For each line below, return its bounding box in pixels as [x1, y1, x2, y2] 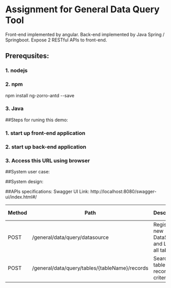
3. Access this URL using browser [5, 157, 90, 164]
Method [8, 209, 27, 216]
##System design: [5, 178, 44, 185]
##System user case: [5, 168, 50, 174]
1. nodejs [5, 67, 28, 74]
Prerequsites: [5, 52, 49, 60]
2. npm [5, 81, 23, 88]
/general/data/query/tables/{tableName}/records [32, 264, 149, 272]
